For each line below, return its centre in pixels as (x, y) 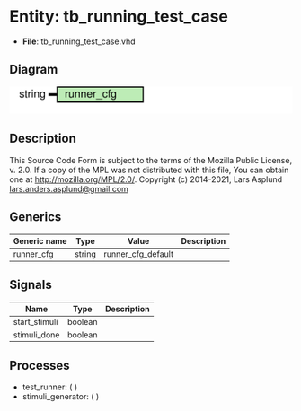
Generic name (40, 241)
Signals (31, 285)
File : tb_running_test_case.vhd (79, 41)
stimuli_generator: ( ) (61, 396)
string (86, 254)
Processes (40, 365)
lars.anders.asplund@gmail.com (69, 188)
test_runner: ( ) (50, 387)
